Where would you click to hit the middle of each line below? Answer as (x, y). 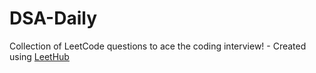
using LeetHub (39, 56)
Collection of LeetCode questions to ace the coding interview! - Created (158, 46)
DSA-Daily (53, 18)
